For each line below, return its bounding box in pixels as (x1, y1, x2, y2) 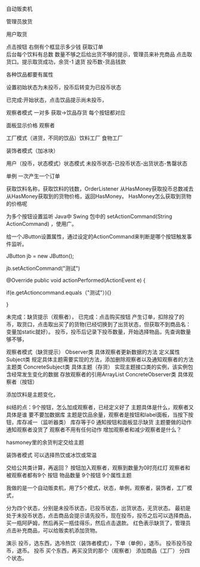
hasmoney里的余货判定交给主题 (6, 439, 85, 446)
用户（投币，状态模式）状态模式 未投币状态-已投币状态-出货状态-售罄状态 (6, 160, 188, 167)
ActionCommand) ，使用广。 (6, 220, 78, 227)
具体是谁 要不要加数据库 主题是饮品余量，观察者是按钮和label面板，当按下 (6, 411, 189, 418)
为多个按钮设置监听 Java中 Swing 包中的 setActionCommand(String (6, 213, 173, 220)
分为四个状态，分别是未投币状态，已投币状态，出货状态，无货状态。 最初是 (6, 504, 191, 511)
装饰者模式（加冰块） (6, 147, 59, 154)
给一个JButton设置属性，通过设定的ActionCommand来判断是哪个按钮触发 (6, 233, 187, 240)
